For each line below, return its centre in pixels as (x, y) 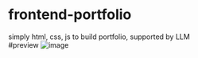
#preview (23, 44)
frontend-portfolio (70, 15)
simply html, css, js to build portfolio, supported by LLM (99, 37)
